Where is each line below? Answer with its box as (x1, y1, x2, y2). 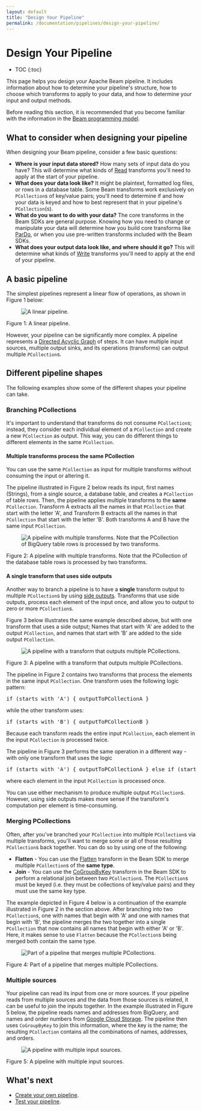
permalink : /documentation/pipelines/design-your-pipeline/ (6, 20, 161, 26)
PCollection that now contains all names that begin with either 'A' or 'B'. (6, 925, 184, 932)
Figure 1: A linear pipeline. (6, 319, 70, 326)
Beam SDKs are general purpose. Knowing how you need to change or (14, 218, 191, 225)
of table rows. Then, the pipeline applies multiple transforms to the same (6, 497, 186, 504)
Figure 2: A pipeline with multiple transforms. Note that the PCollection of (6, 552, 188, 559)
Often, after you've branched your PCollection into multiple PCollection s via (6, 830, 196, 838)
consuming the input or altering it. (6, 472, 90, 480)
